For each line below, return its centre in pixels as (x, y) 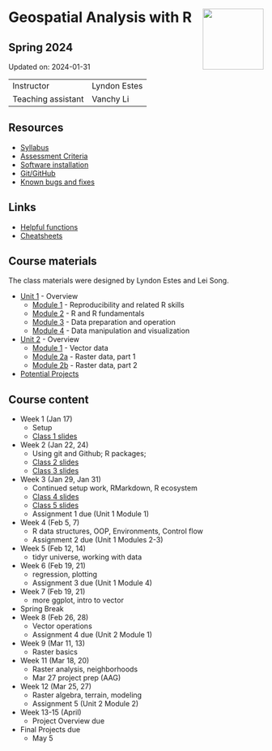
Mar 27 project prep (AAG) (76, 678)
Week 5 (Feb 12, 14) (53, 549)
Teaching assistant (48, 99)
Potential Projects (49, 374)
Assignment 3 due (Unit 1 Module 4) (92, 583)
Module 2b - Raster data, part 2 (85, 365)
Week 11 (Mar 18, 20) (55, 661)
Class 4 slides (55, 497)
